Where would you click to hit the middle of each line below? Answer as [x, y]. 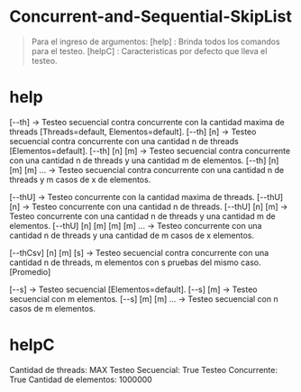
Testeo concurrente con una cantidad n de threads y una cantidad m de [143, 216]
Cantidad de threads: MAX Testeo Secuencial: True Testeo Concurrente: [143, 369]
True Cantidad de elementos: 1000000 [81, 379]
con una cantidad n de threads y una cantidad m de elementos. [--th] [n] [144, 160]
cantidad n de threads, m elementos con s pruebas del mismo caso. [135, 262]
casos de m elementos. [53, 308]
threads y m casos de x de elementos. [80, 179]
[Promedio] [30, 271]
